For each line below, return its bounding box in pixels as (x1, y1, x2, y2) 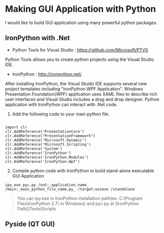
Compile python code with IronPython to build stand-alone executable (12, 168, 154, 174)
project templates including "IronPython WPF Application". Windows (5, 86, 143, 92)
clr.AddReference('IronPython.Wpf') (5, 159, 80, 164)
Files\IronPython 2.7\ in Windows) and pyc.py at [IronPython (17, 200, 139, 207)
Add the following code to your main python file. (12, 111, 110, 117)
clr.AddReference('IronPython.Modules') (5, 155, 89, 160)
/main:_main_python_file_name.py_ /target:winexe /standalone (5, 186, 135, 192)
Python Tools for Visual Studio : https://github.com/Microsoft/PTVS (12, 47, 148, 52)
